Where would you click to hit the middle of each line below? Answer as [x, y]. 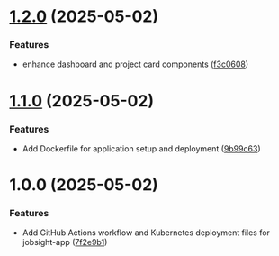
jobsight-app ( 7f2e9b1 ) [65, 242]
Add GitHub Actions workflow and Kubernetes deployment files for [146, 233]
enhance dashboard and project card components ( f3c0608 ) [135, 64]
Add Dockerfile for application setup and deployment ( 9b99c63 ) [141, 148]
